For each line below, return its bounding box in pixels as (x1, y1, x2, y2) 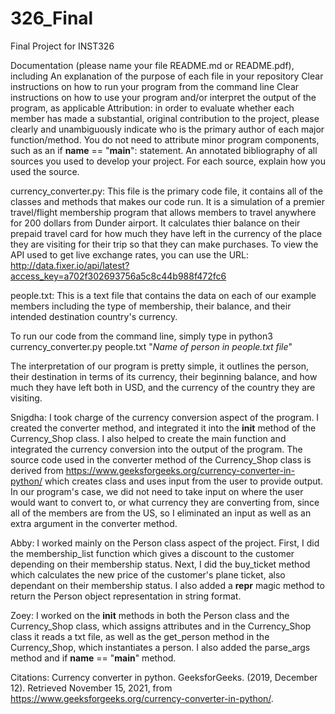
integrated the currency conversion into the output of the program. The (10, 443, 303, 455)
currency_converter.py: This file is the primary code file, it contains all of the (10, 185, 323, 197)
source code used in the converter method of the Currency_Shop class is (10, 453, 312, 466)
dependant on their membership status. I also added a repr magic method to (10, 579, 325, 591)
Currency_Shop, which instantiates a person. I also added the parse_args (10, 641, 311, 653)
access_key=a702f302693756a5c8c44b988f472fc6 (10, 270, 227, 282)
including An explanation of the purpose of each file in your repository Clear (10, 70, 324, 82)
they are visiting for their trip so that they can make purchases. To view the (10, 238, 319, 250)
